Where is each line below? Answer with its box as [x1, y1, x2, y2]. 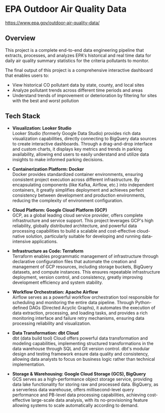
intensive [12, 238, 31, 244]
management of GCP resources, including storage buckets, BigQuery [12, 264, 153, 270]
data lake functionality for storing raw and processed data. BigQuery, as [12, 381, 159, 387]
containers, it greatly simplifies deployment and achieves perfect [12, 187, 144, 193]
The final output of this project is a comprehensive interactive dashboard [5, 67, 153, 73]
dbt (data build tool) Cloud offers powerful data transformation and [12, 335, 148, 341]
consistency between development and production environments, [12, 192, 146, 198]
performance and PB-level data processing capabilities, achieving [12, 392, 146, 398]
